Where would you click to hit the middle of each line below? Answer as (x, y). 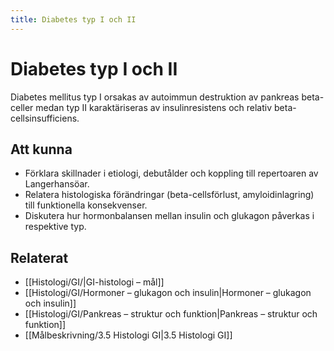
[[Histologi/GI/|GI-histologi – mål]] (94, 282)
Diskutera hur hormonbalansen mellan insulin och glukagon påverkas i (169, 216)
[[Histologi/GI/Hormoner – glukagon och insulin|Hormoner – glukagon (168, 293)
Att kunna (41, 149)
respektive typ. (55, 227)
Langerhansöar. (57, 184)
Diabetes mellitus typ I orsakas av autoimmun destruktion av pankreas (155, 97)
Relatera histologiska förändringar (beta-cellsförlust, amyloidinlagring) (169, 195)
